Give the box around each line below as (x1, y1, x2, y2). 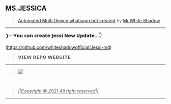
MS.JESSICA (5, 4, 47, 13)
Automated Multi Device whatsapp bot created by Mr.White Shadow (17, 17, 160, 23)
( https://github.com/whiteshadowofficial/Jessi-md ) (5, 44, 112, 50)
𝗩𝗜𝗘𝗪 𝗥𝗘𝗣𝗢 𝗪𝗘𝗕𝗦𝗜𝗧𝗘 (17, 54, 71, 60)
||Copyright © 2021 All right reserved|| (17, 88, 99, 94)
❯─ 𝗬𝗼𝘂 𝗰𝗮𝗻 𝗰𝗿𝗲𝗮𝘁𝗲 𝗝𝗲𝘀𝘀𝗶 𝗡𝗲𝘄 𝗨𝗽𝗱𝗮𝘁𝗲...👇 (5, 32, 102, 39)
